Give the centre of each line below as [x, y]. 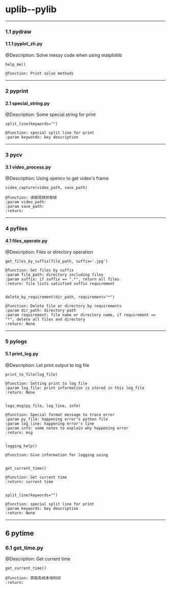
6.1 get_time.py [24, 548]
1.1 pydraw [18, 32]
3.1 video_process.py [28, 167]
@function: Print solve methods [39, 73]
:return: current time [29, 482]
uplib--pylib [31, 9]
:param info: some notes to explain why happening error [67, 428]
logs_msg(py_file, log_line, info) [43, 406]
